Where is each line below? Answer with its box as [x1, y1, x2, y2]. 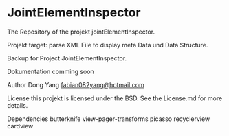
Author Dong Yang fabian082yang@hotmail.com [7, 80, 144, 89]
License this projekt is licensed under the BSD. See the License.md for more [7, 94, 223, 102]
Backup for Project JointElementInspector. [7, 54, 127, 63]
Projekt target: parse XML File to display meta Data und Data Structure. [7, 41, 208, 49]
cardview [7, 122, 34, 130]
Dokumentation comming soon [7, 67, 94, 76]
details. [7, 101, 28, 109]
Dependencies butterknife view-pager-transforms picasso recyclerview [7, 115, 210, 123]
